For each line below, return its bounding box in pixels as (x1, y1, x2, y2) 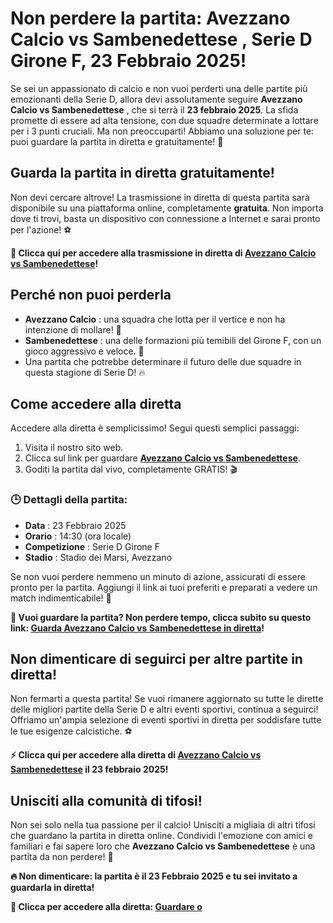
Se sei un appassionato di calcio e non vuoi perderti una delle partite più (10, 82, 308, 94)
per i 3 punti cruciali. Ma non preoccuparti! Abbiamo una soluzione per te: (10, 125, 315, 137)
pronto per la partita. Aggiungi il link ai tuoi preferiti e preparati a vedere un (10, 581, 318, 593)
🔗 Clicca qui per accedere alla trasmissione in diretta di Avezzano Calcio (10, 247, 317, 259)
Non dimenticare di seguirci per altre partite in (10, 651, 303, 668)
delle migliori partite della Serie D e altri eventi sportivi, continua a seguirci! (10, 703, 319, 716)
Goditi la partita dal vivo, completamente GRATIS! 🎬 (24, 463, 238, 476)
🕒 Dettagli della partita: (10, 493, 128, 507)
